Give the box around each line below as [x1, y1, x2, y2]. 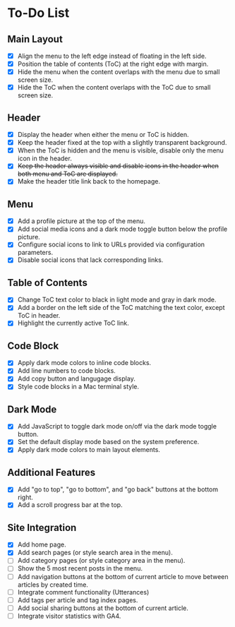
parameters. [17, 249, 54, 257]
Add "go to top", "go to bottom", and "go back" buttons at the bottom [17, 485, 219, 494]
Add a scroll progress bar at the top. [17, 501, 123, 509]
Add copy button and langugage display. [17, 374, 135, 383]
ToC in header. [17, 311, 61, 320]
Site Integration [7, 521, 77, 534]
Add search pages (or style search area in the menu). [17, 549, 173, 557]
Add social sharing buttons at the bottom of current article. [17, 604, 188, 612]
